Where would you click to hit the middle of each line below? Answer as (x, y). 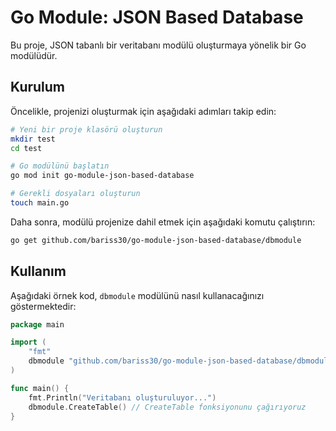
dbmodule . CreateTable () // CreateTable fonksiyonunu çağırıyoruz (167, 407)
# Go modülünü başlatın (60, 166)
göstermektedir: (43, 306)
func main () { (40, 388)
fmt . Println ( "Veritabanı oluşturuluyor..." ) (122, 397)
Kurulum (38, 87)
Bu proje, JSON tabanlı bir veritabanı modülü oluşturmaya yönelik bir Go (158, 45)
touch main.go (40, 203)
